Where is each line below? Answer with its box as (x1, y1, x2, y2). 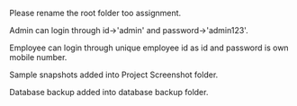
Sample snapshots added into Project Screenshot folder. (9, 69, 219, 80)
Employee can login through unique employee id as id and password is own (9, 42, 290, 53)
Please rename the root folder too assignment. (9, 8, 182, 18)
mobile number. (9, 52, 67, 62)
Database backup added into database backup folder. (9, 87, 209, 97)
